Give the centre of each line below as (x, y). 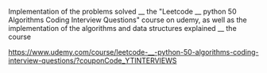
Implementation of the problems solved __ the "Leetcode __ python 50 (122, 12)
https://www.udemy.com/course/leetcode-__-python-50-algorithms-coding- (133, 52)
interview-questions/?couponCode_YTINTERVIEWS (93, 60)
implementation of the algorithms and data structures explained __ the (122, 28)
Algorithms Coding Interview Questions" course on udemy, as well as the (128, 20)
